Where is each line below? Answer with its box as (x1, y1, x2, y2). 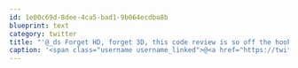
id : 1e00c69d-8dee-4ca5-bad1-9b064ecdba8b (9, 12, 169, 22)
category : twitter (9, 29, 77, 38)
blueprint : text (9, 21, 69, 30)
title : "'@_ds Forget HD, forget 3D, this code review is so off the (9, 37, 272, 47)
